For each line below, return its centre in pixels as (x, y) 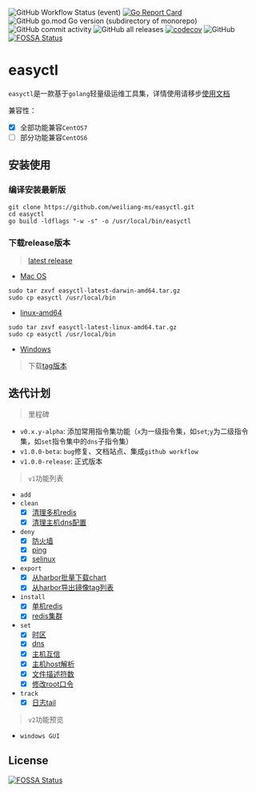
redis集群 (47, 616)
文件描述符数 (53, 673)
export (31, 569)
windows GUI (40, 736)
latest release (50, 261)
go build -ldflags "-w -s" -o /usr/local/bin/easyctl (100, 221)
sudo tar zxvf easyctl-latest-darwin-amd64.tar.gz (94, 291)
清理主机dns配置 (59, 522)
